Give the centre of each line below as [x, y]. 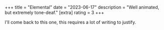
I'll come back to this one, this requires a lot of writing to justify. [70, 22]
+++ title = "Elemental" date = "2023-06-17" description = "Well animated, [82, 7]
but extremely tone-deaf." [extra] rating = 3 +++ [54, 12]
